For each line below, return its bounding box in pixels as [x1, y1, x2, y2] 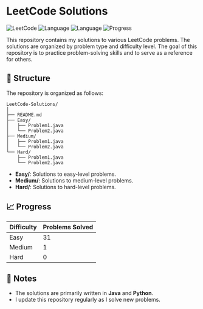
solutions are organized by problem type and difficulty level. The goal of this [6, 43, 198, 50]
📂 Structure [6, 73, 50, 83]
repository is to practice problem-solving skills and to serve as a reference [6, 49, 193, 56]
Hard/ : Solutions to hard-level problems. [15, 183, 117, 190]
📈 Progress [6, 202, 52, 212]
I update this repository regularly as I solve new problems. [15, 296, 161, 304]
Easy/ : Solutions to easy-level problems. [15, 170, 117, 178]
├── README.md [6, 111, 43, 118]
